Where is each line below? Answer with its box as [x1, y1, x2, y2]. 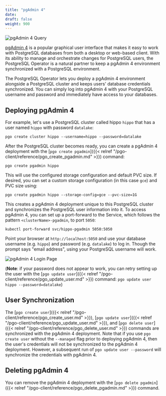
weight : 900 [5, 21, 30, 26]
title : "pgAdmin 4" [5, 7, 46, 12]
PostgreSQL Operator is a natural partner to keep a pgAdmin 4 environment [5, 60, 161, 66]
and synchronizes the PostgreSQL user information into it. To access [5, 206, 146, 212]
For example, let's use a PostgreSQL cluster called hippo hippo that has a [5, 119, 156, 125]
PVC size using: [5, 183, 37, 189]
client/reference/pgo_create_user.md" [5, 314, 83, 320]
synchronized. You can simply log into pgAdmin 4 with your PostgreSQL [5, 86, 153, 92]
